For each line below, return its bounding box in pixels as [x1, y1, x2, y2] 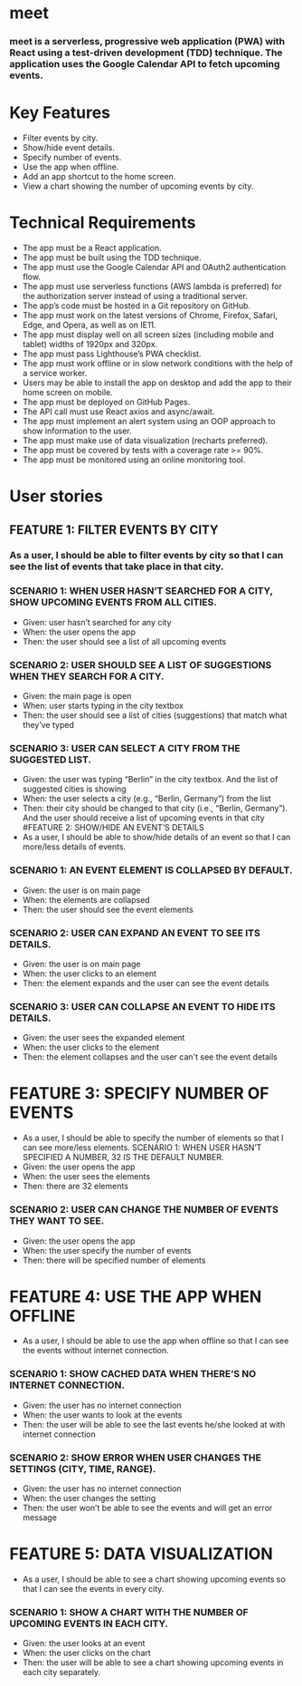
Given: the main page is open [22, 691, 132, 702]
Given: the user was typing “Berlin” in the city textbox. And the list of [22, 774, 278, 785]
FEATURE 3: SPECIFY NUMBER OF [9, 1083, 269, 1104]
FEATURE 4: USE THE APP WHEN [9, 1286, 262, 1307]
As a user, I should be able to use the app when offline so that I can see [22, 1335, 289, 1346]
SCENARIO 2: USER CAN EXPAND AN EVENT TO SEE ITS [9, 926, 260, 939]
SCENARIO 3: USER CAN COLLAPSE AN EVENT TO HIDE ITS [9, 1000, 276, 1013]
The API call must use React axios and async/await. [22, 406, 215, 417]
